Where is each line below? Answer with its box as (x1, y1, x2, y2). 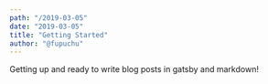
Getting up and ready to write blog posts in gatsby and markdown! (9, 64, 259, 75)
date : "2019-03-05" (9, 22, 84, 31)
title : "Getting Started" (9, 30, 108, 39)
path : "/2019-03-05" (9, 13, 89, 23)
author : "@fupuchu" (9, 38, 84, 48)
